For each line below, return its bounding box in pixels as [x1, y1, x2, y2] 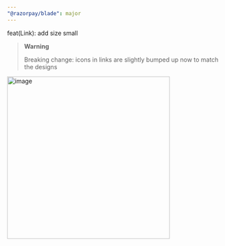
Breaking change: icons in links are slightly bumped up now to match [23, 56, 219, 64]
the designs [23, 62, 58, 71]
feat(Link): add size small [7, 29, 78, 37]
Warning [23, 42, 49, 50]
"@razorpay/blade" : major [7, 10, 81, 17]
